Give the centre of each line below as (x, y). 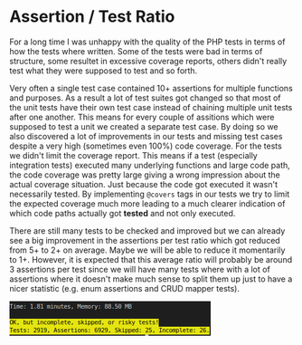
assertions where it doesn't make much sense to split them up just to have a (151, 279)
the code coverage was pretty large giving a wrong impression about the (145, 175)
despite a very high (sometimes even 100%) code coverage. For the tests (146, 146)
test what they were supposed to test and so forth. (104, 71)
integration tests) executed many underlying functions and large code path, (150, 165)
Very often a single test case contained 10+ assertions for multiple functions (151, 88)
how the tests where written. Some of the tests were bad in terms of (136, 51)
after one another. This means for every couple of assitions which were (142, 117)
